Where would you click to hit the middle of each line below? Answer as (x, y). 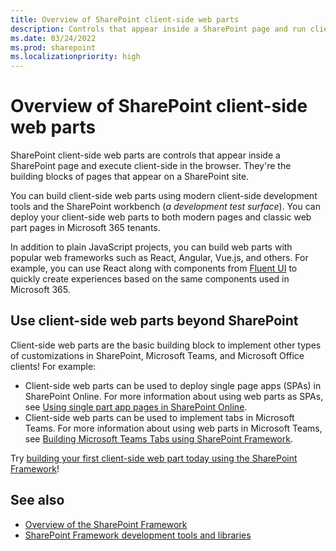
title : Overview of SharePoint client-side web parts (125, 19)
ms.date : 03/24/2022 (53, 38)
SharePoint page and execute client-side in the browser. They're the (151, 166)
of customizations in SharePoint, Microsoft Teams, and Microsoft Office (157, 355)
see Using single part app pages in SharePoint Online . (136, 407)
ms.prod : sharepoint (53, 47)
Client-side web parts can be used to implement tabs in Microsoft (159, 417)
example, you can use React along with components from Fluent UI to (154, 268)
